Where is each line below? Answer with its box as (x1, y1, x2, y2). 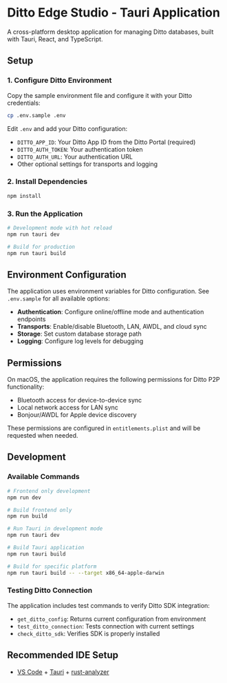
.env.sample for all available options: (7, 294, 110, 303)
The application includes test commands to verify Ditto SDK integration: (7, 601, 210, 609)
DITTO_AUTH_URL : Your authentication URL (17, 152, 133, 161)
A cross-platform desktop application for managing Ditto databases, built (7, 28, 214, 36)
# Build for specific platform (7, 563, 97, 570)
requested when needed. (7, 431, 78, 440)
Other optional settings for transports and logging (17, 160, 158, 168)
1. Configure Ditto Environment (7, 76, 112, 85)
